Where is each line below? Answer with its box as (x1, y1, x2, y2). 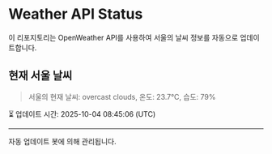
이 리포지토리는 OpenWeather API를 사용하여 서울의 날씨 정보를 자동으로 (8, 32, 239, 42)
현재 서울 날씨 (8, 69, 73, 83)
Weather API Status (8, 5, 143, 24)
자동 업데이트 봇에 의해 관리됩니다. (8, 136, 117, 146)
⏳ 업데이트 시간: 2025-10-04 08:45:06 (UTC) (8, 109, 156, 118)
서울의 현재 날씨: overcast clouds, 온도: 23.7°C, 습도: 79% (28, 92, 216, 101)
